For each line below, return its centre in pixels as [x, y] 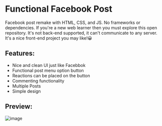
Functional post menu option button [48, 70]
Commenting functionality [38, 81]
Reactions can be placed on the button [51, 75]
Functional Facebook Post [59, 9]
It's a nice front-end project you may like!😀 [49, 38]
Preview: [19, 107]
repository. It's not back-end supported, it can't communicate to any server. [81, 33]
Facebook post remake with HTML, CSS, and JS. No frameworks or [73, 22]
